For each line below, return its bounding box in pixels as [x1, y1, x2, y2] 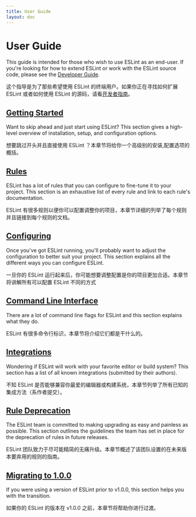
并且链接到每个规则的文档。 [6, 214, 73, 221]
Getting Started [6, 108, 64, 118]
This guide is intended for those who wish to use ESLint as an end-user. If [6, 59, 184, 66]
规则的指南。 [31, 453, 63, 460]
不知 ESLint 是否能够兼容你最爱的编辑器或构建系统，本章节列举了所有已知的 [6, 381, 188, 388]
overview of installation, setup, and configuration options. [18, 130, 158, 137]
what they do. [6, 318, 39, 325]
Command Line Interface [6, 296, 98, 306]
